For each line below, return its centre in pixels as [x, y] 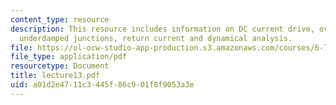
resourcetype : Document [60, 66]
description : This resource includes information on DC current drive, [162, 29]
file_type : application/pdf [69, 57]
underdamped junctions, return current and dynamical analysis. [156, 38]
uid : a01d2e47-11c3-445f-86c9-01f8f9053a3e [102, 85]
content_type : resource [60, 19]
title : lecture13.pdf [55, 76]
